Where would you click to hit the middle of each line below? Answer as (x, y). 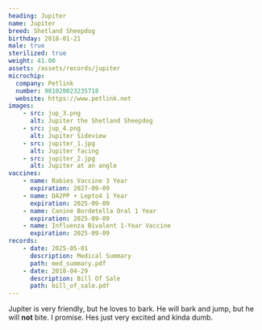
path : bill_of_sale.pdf (70, 286)
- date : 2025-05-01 (56, 249)
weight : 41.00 (32, 61)
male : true (27, 46)
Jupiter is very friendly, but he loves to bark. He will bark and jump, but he (131, 309)
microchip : (27, 76)
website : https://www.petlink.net (73, 98)
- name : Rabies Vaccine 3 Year (75, 181)
